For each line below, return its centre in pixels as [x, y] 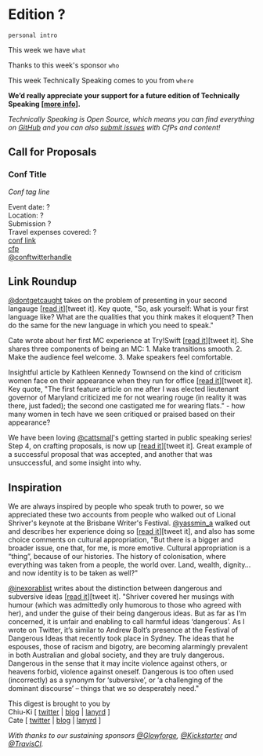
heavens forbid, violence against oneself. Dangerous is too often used [121, 672]
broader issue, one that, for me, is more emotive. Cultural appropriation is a [129, 548]
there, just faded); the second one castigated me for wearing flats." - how [127, 406]
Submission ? [30, 223]
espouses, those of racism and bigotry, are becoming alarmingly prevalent [128, 647]
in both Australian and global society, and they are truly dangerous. [116, 655]
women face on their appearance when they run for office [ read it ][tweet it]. [130, 381]
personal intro [33, 35]
